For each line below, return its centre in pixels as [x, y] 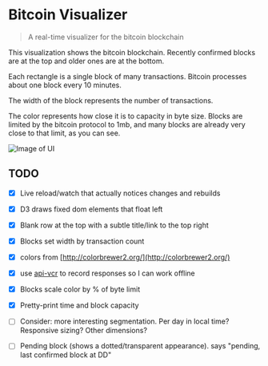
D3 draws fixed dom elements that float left [91, 209]
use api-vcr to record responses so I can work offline [108, 273]
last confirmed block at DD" [66, 355]
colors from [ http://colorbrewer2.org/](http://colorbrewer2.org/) [125, 257]
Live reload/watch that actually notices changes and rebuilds [120, 193]
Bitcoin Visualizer [68, 15]
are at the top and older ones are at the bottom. [86, 61]
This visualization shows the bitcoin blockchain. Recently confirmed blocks [132, 52]
